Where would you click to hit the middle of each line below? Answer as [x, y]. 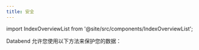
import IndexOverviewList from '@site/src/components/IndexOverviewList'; [100, 29]
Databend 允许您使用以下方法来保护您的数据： [64, 41]
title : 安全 [20, 12]
